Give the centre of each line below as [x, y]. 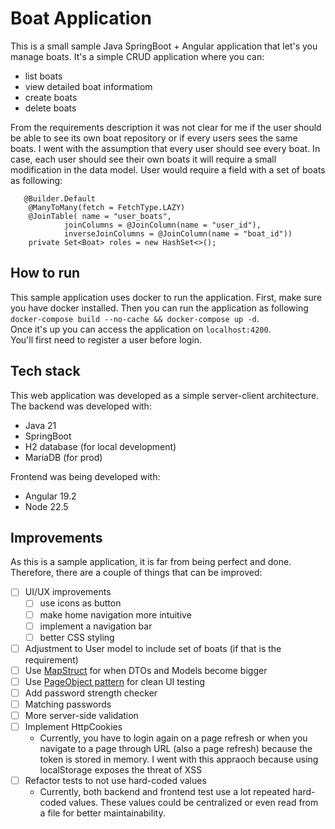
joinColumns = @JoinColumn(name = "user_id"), [162, 225]
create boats [51, 97]
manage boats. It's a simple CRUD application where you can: [137, 56]
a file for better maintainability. [102, 813]
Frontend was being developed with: [85, 476]
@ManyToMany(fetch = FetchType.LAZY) [107, 207]
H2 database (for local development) [100, 446]
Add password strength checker [91, 693]
